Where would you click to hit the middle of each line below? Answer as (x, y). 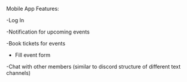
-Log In (15, 20)
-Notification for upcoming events (48, 32)
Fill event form (33, 55)
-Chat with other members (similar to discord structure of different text (93, 66)
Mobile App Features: (33, 9)
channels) (19, 73)
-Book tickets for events (36, 43)
